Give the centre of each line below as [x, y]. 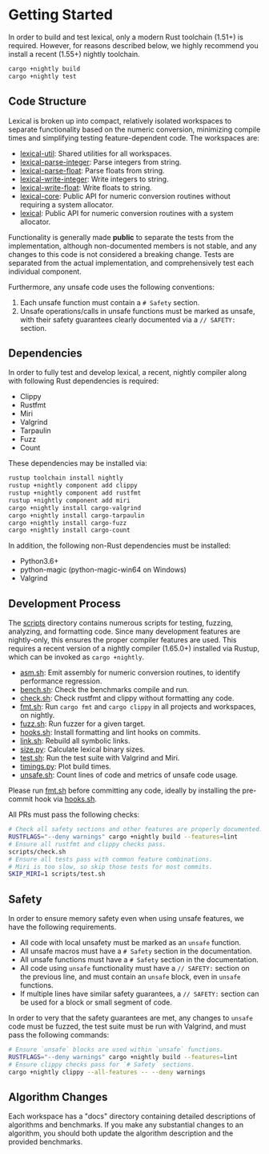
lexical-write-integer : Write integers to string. [94, 179]
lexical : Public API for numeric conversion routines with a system [126, 213]
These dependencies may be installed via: [78, 463]
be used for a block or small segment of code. [96, 1002]
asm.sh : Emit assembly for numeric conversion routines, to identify [130, 673]
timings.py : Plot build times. [66, 767]
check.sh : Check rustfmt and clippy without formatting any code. [127, 698]
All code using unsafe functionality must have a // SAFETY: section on [134, 968]
